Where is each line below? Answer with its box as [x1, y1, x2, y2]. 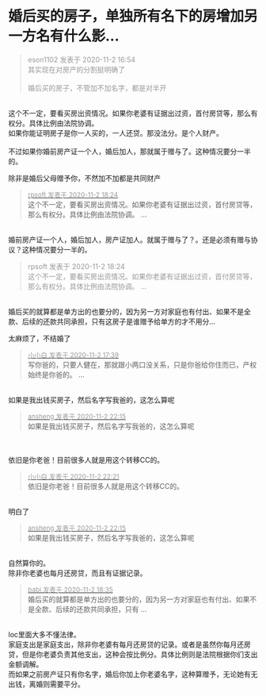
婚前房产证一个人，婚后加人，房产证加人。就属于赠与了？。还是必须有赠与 [8, 235, 251, 244]
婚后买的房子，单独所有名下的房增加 [8, 7, 245, 25]
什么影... [63, 27, 120, 45]
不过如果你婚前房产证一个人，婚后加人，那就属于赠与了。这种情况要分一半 [8, 146, 251, 156]
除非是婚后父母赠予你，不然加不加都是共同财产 [8, 173, 161, 183]
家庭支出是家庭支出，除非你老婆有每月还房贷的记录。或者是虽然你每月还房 [8, 640, 251, 649]
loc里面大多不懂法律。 [8, 629, 81, 639]
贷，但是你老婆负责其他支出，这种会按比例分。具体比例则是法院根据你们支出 [8, 649, 258, 659]
